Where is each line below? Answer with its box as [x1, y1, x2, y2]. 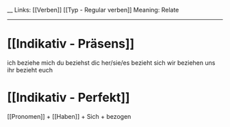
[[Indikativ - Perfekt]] [7, 90, 130, 105]
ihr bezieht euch [7, 66, 53, 74]
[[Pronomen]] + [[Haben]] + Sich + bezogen [7, 112, 131, 120]
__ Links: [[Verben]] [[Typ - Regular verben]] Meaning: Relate [7, 6, 179, 14]
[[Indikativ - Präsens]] [7, 36, 135, 52]
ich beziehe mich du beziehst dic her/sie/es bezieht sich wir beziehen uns [7, 58, 216, 67]
